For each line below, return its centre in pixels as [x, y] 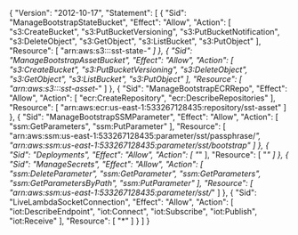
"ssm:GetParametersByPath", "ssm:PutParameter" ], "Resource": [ [131, 183]
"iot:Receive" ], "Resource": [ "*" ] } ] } [80, 221]
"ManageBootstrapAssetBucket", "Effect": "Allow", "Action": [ [121, 60]
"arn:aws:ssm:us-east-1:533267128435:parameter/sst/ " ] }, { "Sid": [133, 192]
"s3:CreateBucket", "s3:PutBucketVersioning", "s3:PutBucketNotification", [145, 32]
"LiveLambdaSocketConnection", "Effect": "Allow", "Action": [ [121, 202]
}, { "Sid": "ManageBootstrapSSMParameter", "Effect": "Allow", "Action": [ [144, 117]
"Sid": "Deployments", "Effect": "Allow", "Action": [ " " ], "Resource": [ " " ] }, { [149, 154]
